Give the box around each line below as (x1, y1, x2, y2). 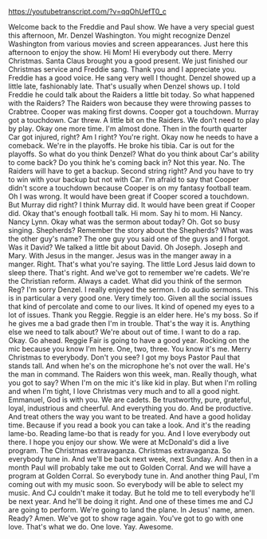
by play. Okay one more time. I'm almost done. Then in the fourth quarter (8, 124, 248, 133)
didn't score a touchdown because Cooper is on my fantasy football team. (8, 183, 252, 192)
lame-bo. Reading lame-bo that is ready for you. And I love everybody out (8, 429, 251, 438)
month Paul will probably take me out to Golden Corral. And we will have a (8, 462, 251, 472)
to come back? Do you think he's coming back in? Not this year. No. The (8, 158, 245, 167)
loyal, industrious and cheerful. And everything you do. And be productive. (8, 403, 253, 413)
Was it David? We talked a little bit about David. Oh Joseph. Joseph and (8, 242, 243, 252)
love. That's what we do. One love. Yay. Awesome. (8, 522, 174, 531)
